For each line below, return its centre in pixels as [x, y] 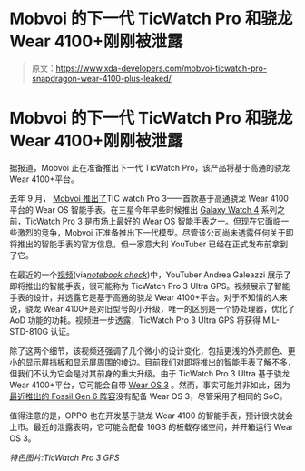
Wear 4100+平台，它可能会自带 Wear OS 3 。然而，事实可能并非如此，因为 [150, 385]
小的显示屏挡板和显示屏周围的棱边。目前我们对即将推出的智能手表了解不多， [152, 362]
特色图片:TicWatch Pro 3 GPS [64, 457]
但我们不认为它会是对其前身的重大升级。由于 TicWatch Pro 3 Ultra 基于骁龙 [150, 373]
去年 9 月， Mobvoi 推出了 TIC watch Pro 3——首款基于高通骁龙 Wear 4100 [149, 198]
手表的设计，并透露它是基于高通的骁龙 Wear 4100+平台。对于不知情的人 [144, 297]
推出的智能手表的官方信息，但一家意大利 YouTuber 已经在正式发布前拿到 [152, 244]
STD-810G [29, 331]
